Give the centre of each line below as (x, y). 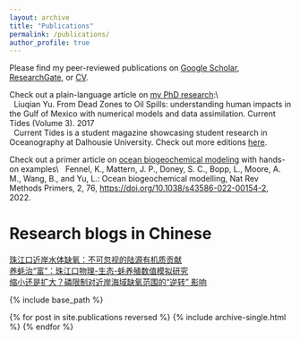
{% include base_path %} (56, 300)
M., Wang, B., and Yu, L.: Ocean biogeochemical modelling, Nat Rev (134, 179)
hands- (272, 160)
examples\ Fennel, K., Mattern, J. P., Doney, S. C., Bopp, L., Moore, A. (151, 169)
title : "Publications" (51, 26)
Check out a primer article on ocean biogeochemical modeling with (133, 160)
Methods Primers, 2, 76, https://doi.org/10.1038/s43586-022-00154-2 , (139, 188)
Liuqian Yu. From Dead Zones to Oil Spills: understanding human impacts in (152, 105)
